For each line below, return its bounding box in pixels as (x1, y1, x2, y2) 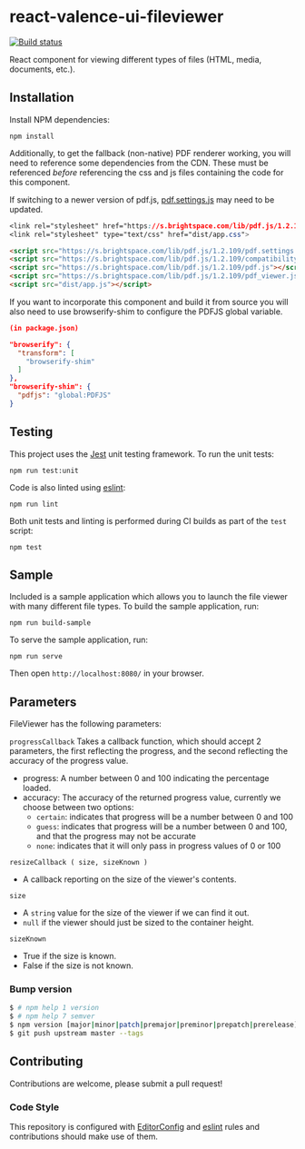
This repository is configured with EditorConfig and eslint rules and (9, 1122, 261, 1133)
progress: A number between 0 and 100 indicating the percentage (22, 773, 270, 784)
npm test (9, 542, 43, 551)
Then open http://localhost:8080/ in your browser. (9, 668, 204, 679)
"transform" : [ (17, 348, 75, 358)
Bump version (9, 983, 73, 995)
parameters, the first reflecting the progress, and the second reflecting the (9, 746, 289, 757)
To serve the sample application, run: (9, 634, 148, 646)
